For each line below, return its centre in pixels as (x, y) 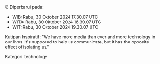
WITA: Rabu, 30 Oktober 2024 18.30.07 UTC (57, 22)
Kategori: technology (26, 56)
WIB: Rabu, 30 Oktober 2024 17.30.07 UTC (55, 17)
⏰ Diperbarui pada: (24, 7)
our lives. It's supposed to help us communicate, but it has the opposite (77, 42)
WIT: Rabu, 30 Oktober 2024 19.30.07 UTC (55, 27)
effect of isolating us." (27, 47)
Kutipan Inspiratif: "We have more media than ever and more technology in (80, 37)
